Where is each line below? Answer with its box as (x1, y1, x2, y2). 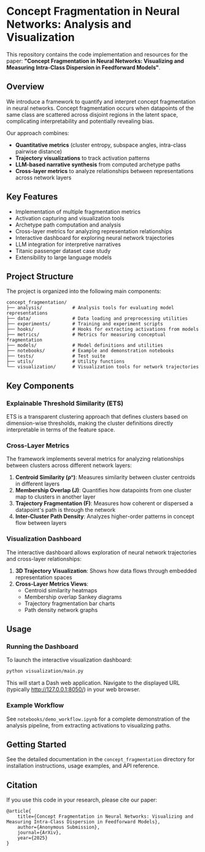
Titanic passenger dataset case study (15, 247, 111, 254)
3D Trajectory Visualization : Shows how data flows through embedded (15, 567, 197, 575)
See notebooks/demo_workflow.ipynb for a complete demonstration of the (6, 715, 190, 722)
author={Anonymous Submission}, (17, 824, 100, 831)
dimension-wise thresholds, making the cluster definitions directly (6, 419, 174, 427)
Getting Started (6, 739, 67, 749)
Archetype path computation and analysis (15, 221, 122, 228)
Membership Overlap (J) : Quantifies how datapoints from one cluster (15, 487, 192, 494)
